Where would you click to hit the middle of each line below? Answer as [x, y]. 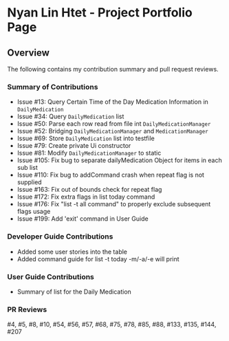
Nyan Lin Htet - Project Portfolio [100, 13]
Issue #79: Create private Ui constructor [74, 146]
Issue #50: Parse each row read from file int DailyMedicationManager [114, 124]
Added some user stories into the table [72, 252]
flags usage [34, 212]
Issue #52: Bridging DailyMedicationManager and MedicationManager [112, 131]
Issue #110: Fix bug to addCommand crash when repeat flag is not [111, 175]
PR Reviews [27, 309]
